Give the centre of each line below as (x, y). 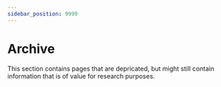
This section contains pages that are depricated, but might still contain (111, 69)
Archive (31, 48)
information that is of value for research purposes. (81, 76)
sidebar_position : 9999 (43, 14)
